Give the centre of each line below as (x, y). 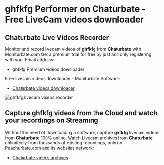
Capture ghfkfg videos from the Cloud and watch (81, 113)
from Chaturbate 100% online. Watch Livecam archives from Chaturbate (79, 138)
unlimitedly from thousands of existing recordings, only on (64, 142)
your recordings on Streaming (52, 121)
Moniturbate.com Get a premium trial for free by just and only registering (78, 54)
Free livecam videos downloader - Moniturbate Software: (63, 79)
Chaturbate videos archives (40, 157)
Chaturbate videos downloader (43, 88)
